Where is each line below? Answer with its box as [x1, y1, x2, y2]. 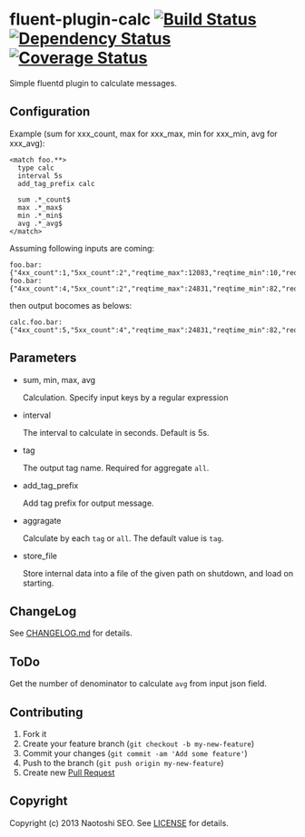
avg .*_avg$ [17, 219, 64, 228]
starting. [22, 577, 54, 588]
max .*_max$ [17, 202, 64, 212]
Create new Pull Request [22, 767, 115, 778]
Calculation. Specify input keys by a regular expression [22, 391, 229, 403]
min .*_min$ [17, 211, 64, 220]
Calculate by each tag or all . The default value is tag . [22, 532, 224, 544]
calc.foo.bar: [9, 318, 64, 327]
